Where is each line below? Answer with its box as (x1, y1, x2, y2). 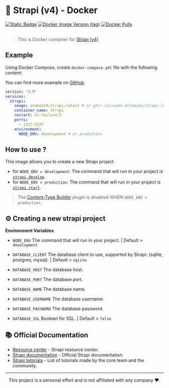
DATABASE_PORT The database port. (12, 277, 83, 283)
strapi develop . (12, 174, 46, 180)
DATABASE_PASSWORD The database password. (12, 306, 104, 312)
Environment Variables (5, 228, 54, 234)
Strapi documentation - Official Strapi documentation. (12, 352, 124, 358)
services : (5, 94, 26, 99)
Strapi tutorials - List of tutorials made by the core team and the (12, 357, 144, 363)
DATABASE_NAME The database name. (12, 286, 86, 292)
